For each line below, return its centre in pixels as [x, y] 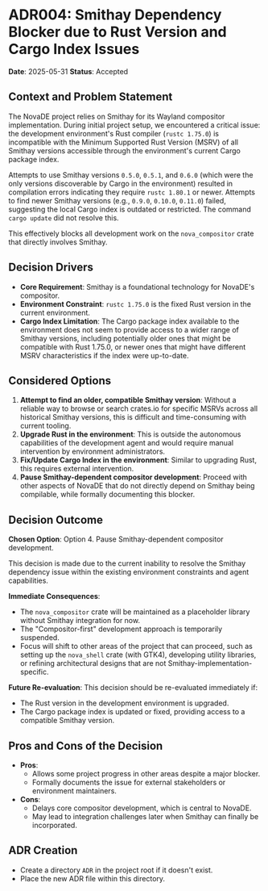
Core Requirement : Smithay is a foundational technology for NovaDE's [137, 287]
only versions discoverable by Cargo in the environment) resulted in [121, 183]
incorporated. [55, 825]
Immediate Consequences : [54, 596]
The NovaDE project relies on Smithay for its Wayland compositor [117, 116]
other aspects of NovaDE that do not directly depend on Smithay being [137, 486]
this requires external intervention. [77, 469]
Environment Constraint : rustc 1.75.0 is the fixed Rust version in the [136, 303]
